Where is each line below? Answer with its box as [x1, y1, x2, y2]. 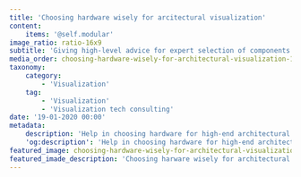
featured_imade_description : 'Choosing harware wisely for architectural [9, 154, 291, 164]
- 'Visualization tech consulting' [41, 105, 175, 114]
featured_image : [9, 146, 70, 155]
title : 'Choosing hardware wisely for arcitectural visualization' [9, 13, 267, 22]
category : [25, 72, 63, 80]
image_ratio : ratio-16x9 [9, 38, 102, 47]
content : [9, 21, 42, 30]
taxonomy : [9, 63, 47, 72]
